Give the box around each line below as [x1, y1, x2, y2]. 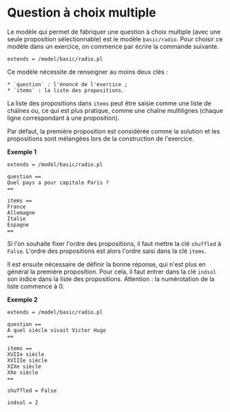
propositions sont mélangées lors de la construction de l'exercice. [7, 134, 194, 143]
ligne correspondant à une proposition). [7, 114, 120, 122]
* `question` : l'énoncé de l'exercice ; [7, 81, 128, 87]
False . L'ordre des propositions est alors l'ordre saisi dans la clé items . [7, 247, 207, 255]
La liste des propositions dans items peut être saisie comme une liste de [7, 99, 212, 107]
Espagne [7, 221, 30, 228]
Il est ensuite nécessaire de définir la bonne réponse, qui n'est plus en [7, 260, 207, 268]
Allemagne [7, 209, 36, 216]
